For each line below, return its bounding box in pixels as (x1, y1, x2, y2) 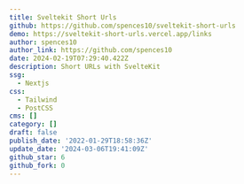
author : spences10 (9, 37, 77, 47)
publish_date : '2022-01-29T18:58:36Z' (9, 136, 153, 145)
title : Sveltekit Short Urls (9, 12, 117, 22)
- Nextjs (17, 79, 50, 88)
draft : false (9, 128, 58, 137)
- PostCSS (17, 103, 53, 112)
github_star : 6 (9, 152, 66, 162)
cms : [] (9, 111, 38, 120)
